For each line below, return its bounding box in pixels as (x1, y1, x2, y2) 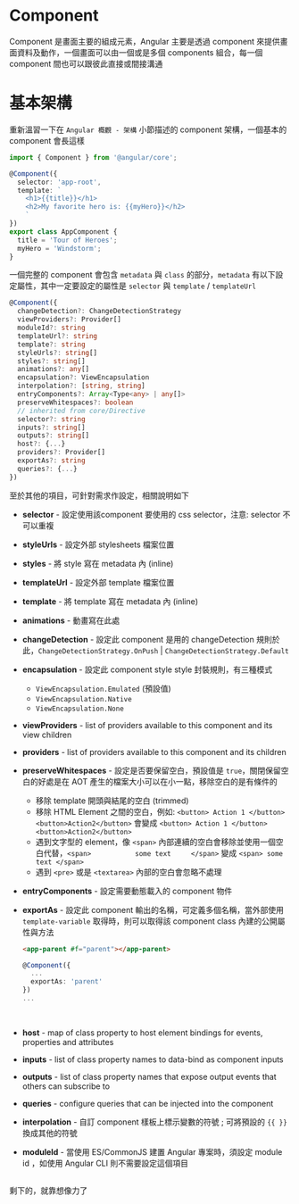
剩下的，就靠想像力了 (9, 1185, 87, 1196)
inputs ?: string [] (17, 423, 87, 432)
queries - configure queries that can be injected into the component (21, 1098, 274, 1109)
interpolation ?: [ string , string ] (17, 381, 145, 391)
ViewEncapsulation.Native (35, 694, 132, 703)
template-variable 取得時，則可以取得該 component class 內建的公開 (21, 916, 278, 926)
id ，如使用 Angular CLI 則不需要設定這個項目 (21, 1158, 189, 1168)
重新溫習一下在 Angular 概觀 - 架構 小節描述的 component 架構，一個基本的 (9, 124, 287, 135)
